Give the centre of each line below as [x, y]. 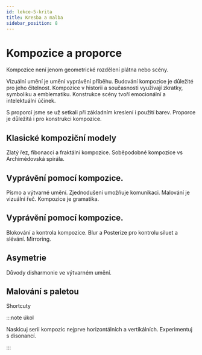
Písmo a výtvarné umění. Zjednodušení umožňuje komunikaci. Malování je [98, 192]
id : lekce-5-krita [29, 12]
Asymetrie [27, 258]
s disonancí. [21, 336]
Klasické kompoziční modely [61, 138]
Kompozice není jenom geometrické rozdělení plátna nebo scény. [87, 70]
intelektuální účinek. [31, 101]
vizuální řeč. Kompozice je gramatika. [53, 199]
